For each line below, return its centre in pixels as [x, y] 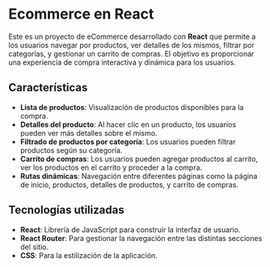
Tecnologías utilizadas [66, 210]
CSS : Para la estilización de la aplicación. [89, 255]
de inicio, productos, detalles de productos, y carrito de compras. [129, 184]
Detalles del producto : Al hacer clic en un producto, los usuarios [128, 124]
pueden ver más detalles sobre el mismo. [89, 133]
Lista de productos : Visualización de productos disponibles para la [132, 107]
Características [48, 88]
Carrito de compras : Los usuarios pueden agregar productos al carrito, [139, 159]
